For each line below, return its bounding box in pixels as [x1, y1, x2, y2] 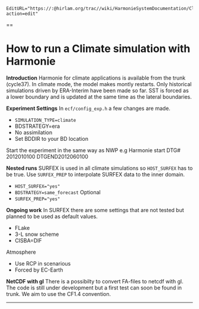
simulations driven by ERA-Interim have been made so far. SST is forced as [6, 87, 189, 94]
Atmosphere [6, 248, 37, 256]
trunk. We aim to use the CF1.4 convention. [6, 290, 111, 297]
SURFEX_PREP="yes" [14, 196, 60, 202]
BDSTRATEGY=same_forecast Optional [14, 188, 101, 196]
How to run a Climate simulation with [6, 42, 191, 56]
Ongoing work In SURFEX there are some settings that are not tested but [6, 206, 184, 213]
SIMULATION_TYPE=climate [14, 117, 76, 123]
